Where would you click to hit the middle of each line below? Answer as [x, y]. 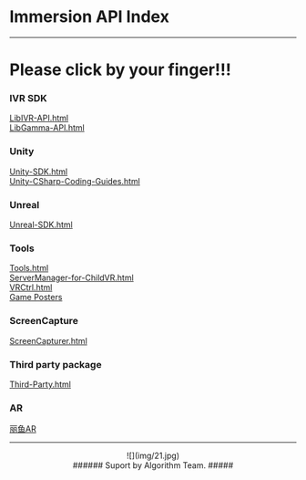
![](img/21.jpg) [153, 456]
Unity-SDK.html [39, 172]
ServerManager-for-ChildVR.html [71, 278]
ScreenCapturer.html [49, 340]
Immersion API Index [90, 17]
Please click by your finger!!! [121, 70]
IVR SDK [28, 99]
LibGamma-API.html [47, 128]
